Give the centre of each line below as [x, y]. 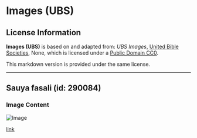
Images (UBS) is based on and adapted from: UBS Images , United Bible [92, 46]
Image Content [28, 105]
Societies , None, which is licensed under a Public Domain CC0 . [82, 53]
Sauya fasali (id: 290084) [54, 88]
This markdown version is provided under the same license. [78, 64]
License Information [43, 33]
